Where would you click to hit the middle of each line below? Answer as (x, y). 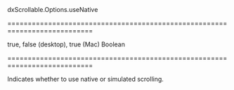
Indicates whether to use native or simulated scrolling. (85, 79)
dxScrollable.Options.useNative (53, 9)
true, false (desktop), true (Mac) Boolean (66, 44)
